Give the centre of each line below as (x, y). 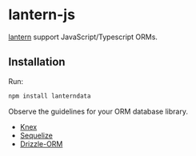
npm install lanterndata (50, 96)
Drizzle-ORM (41, 144)
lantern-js (42, 15)
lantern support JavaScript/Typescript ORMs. (83, 37)
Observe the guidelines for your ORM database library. (98, 111)
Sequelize (36, 135)
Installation (37, 62)
